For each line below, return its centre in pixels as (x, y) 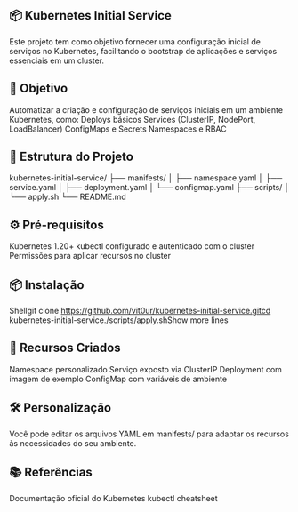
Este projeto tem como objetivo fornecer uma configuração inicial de (135, 41)
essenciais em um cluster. (57, 60)
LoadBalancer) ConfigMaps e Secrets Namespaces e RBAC (118, 129)
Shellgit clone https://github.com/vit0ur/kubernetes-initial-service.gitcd (140, 311)
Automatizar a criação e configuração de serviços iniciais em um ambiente (146, 109)
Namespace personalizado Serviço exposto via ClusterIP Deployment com (146, 369)
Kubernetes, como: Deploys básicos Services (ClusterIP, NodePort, (133, 119)
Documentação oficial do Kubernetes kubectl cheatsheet (113, 498)
